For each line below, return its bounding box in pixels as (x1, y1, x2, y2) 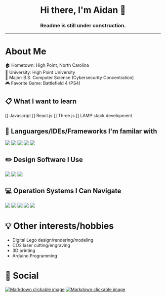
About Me (5, 45, 46, 57)
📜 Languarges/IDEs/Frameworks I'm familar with (5, 127, 157, 135)
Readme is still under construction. (40, 22, 126, 29)
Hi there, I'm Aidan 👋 (40, 4, 126, 16)
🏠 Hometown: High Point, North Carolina (5, 62, 89, 68)
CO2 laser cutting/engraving (12, 242, 71, 248)
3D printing (12, 247, 36, 254)
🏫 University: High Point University (5, 69, 76, 76)
